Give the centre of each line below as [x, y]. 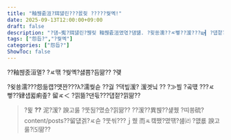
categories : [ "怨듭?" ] [38, 45]
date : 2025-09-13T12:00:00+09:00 [55, 20]
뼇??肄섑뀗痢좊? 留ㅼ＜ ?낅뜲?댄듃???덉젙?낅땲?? [74, 95]
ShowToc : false [29, 52]
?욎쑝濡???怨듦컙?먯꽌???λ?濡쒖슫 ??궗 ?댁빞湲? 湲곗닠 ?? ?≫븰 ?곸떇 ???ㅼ [111, 86]
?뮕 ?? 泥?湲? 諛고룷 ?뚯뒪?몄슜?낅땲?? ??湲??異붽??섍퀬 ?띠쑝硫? [114, 110]
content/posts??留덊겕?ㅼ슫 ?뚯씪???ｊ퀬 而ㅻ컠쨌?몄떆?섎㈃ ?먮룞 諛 [119, 120]
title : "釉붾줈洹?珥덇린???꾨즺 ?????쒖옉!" [65, 13]
